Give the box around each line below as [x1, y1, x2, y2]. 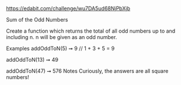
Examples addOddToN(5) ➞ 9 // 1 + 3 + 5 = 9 [6, 45, 115, 52]
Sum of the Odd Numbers [6, 16, 69, 23]
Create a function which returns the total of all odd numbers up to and [6, 27, 176, 34]
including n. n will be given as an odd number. [6, 34, 118, 40]
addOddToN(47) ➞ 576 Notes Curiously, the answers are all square [6, 68, 169, 75]
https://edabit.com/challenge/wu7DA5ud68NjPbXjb [6, 5, 130, 12]
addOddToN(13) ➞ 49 [6, 56, 59, 63]
